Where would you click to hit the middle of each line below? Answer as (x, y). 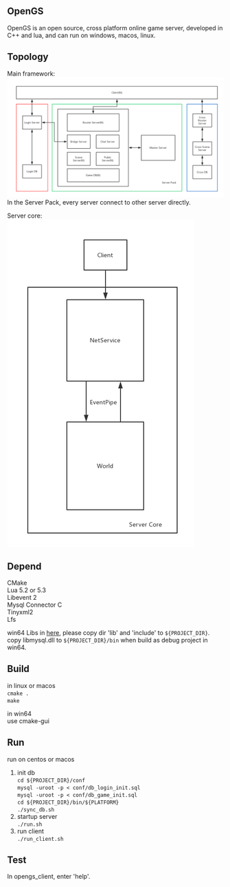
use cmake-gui (28, 721)
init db (26, 772)
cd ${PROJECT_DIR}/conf (51, 780)
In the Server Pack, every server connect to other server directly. (99, 202)
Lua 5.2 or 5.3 (27, 590)
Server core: (25, 216)
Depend (24, 566)
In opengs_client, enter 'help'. (49, 877)
